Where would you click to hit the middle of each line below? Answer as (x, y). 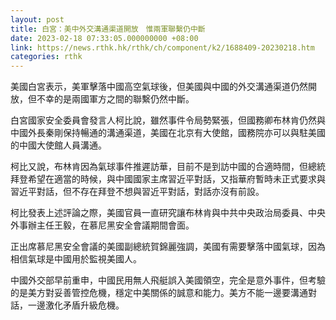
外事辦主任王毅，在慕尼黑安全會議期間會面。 (102, 225)
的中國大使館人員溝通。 (58, 145)
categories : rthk (46, 57)
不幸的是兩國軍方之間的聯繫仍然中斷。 (115, 99)
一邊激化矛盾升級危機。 (76, 305)
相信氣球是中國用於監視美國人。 (76, 259)
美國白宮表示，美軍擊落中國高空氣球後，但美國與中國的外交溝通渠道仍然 (159, 87)
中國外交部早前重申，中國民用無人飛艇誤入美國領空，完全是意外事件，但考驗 (168, 280)
